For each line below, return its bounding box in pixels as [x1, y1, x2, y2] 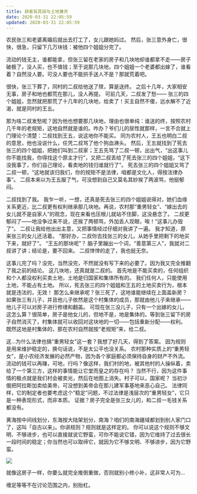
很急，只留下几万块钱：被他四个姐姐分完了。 [16, 43, 124, 50]
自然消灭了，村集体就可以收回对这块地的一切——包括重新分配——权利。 [11, 318, 186, 325]
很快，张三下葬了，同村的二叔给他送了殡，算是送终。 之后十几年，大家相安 [6, 83, 188, 90]
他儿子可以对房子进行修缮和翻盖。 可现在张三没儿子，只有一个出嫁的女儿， [6, 304, 188, 311]
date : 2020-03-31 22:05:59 [6, 14, 72, 20]
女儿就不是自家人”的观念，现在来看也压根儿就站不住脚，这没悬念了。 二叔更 [6, 210, 190, 217]
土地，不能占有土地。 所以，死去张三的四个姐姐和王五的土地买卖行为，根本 [6, 282, 188, 289]
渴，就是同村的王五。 [6, 105, 57, 112]
